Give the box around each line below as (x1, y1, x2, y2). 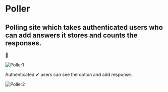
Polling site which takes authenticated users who (5, 23, 163, 32)
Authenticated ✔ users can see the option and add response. (5, 71, 132, 77)
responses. (5, 39, 42, 47)
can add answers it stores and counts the (5, 31, 138, 39)
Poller (5, 3, 30, 15)
